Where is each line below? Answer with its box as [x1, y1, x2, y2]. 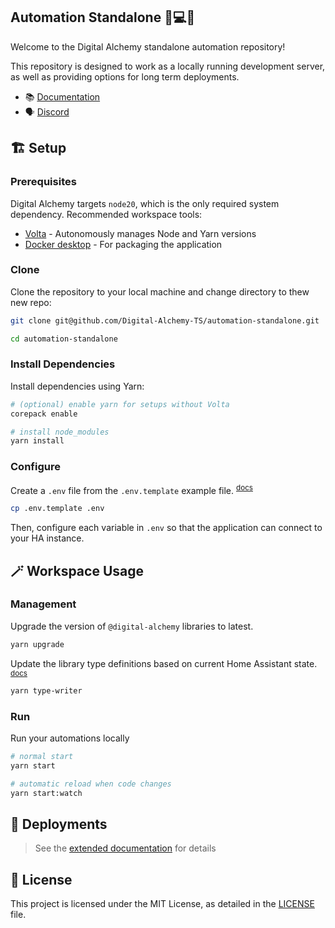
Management [10, 597, 77, 611]
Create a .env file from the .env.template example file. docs [10, 482, 253, 496]
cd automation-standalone [10, 334, 118, 344]
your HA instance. [10, 532, 85, 544]
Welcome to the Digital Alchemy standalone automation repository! [10, 40, 286, 53]
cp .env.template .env [10, 504, 105, 514]
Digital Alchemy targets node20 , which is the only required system [10, 197, 280, 209]
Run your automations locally [10, 732, 130, 744]
